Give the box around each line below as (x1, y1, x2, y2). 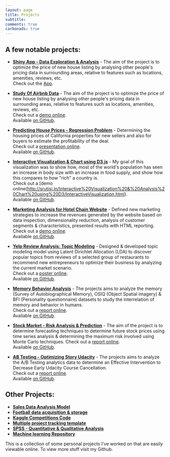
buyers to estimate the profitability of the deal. (12, 138, 110, 144)
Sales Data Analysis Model (12, 404, 71, 410)
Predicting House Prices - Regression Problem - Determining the (12, 127, 151, 133)
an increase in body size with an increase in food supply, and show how (12, 169, 163, 176)
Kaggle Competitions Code (12, 414, 71, 420)
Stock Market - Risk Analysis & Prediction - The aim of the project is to (12, 322, 163, 328)
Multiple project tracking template (12, 420, 86, 426)
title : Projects (5, 12, 40, 17)
